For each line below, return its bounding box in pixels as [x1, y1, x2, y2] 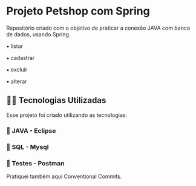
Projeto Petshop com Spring [6, 4, 150, 18]
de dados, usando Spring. [6, 30, 71, 38]
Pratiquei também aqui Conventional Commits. [6, 173, 122, 180]
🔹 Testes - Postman [6, 159, 65, 167]
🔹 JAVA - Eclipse [6, 126, 56, 135]
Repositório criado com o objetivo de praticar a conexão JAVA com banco [6, 24, 191, 32]
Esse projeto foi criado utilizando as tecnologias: [6, 111, 127, 119]
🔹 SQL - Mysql [6, 142, 49, 151]
